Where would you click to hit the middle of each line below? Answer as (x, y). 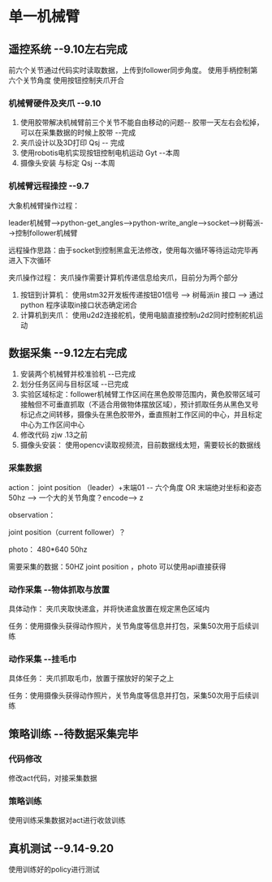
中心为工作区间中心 (52, 425)
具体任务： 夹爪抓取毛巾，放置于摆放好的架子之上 (91, 678)
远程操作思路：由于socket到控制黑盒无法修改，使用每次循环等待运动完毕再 (133, 250)
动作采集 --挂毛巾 (43, 659)
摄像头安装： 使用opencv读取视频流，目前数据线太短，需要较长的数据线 (140, 445)
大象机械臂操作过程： (44, 205)
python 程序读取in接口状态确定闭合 (79, 304)
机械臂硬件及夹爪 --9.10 (55, 103)
